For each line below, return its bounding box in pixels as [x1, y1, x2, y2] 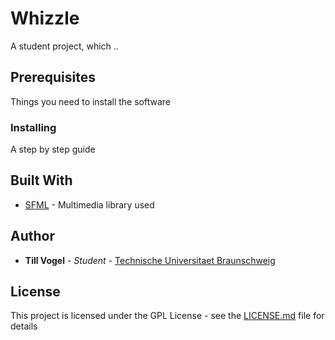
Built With [10, 172, 73, 189]
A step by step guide [10, 143, 96, 156]
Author [10, 228, 55, 245]
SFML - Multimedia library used [24, 198, 155, 211]
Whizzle [10, 7, 80, 30]
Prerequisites [10, 69, 96, 86]
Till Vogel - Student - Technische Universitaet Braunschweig [24, 254, 276, 266]
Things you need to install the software [10, 95, 172, 107]
